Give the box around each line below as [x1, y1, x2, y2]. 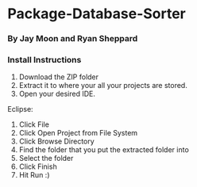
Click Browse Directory [18, 136, 95, 147]
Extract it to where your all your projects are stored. [18, 81, 187, 90]
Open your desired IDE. [18, 89, 96, 99]
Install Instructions [7, 55, 82, 66]
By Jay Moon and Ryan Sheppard [7, 33, 138, 44]
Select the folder [18, 154, 74, 163]
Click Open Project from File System [18, 128, 138, 138]
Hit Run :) [18, 170, 50, 180]
